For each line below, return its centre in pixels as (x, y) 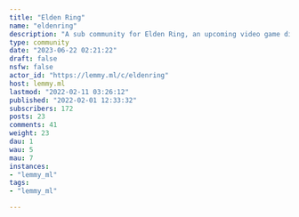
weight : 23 (29, 133)
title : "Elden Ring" (48, 17)
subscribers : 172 (41, 108)
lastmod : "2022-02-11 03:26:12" (69, 92)
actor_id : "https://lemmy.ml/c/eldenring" (89, 76)
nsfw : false (31, 68)
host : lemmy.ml (37, 84)
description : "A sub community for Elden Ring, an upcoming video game (145, 34)
